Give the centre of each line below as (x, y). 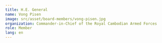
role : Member (19, 28)
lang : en (14, 33)
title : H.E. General (27, 10)
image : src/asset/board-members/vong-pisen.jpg (56, 19)
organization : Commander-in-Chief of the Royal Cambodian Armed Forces (81, 23)
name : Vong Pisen (23, 14)
